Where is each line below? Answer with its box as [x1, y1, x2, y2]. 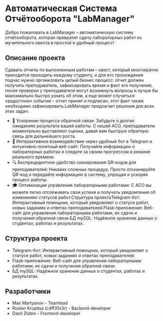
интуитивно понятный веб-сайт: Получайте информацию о [12, 143, 135, 149]
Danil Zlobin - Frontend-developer [12, 310, 81, 317]
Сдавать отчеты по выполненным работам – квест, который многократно [5, 67, 159, 73]
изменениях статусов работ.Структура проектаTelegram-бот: [12, 194, 140, 200]
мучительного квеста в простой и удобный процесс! [5, 39, 114, 45]
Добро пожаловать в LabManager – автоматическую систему [5, 29, 134, 35]
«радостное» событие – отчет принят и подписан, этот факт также [5, 98, 144, 104]
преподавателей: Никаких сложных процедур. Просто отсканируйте [12, 166, 156, 172]
